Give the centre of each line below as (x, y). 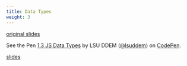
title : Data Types (29, 11)
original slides (23, 34)
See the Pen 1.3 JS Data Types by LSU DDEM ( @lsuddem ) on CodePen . (93, 45)
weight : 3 (18, 17)
